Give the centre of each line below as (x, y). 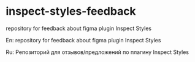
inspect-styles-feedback (71, 11)
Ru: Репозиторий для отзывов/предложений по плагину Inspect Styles (97, 52)
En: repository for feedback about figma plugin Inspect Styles (83, 40)
